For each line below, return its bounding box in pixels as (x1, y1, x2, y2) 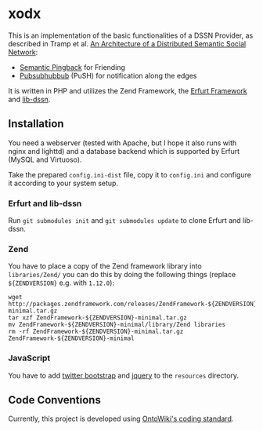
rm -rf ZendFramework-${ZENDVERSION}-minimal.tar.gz (8, 327, 184, 336)
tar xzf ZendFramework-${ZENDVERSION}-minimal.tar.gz (8, 314, 188, 322)
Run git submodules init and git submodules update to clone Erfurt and (8, 216, 241, 225)
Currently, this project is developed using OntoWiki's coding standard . (8, 414, 234, 424)
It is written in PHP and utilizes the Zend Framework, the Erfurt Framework (8, 86, 248, 95)
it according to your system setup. (8, 178, 119, 188)
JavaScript (8, 352, 51, 363)
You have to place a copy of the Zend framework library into (8, 261, 202, 271)
